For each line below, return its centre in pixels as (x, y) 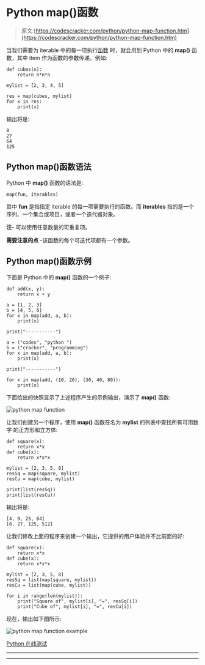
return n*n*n (34, 75)
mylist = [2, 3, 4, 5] (35, 85)
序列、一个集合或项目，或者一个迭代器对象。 (63, 214)
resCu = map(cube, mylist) (41, 479)
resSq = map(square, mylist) (43, 474)
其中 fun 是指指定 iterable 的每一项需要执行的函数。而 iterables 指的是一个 (100, 206)
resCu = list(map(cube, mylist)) (49, 585)
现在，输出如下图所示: (34, 619)
